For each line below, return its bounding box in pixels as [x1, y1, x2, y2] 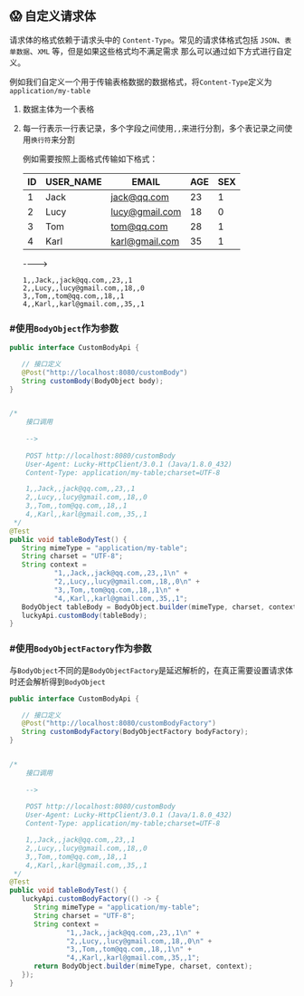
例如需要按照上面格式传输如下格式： [22, 153, 158, 164]
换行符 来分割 [30, 134, 75, 145]
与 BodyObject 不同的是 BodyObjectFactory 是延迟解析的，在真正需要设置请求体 [9, 664, 294, 675]
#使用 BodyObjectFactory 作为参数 [9, 643, 152, 655]
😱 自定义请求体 [9, 8, 97, 24]
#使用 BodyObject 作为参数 [9, 322, 119, 334]
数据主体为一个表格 [22, 103, 95, 114]
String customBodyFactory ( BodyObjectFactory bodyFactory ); [21, 728, 249, 737]
